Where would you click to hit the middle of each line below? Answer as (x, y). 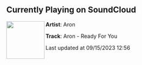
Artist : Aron (60, 24)
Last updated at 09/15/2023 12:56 (88, 48)
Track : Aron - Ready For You (81, 36)
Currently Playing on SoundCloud (71, 10)
